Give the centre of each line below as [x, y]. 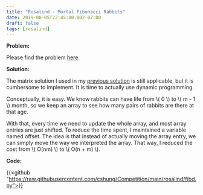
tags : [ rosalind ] [28, 29]
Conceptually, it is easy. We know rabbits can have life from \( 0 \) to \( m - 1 [101, 99]
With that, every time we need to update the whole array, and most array [96, 124]
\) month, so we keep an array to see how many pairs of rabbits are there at [100, 106]
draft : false [23, 23]
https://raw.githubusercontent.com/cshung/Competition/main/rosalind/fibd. [103, 179]
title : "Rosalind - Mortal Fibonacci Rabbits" [66, 12]
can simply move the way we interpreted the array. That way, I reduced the [99, 143]
